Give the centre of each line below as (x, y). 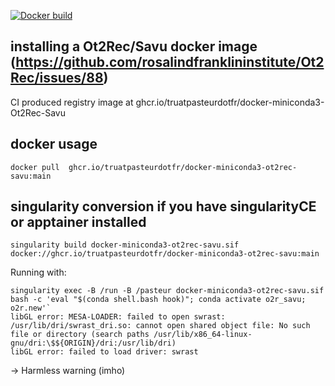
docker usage (54, 144)
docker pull (35, 167)
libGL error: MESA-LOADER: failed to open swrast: (118, 317)
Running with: (38, 272)
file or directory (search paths (80, 335)
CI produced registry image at (72, 102)
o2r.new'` (31, 308)
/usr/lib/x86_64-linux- (203, 335)
